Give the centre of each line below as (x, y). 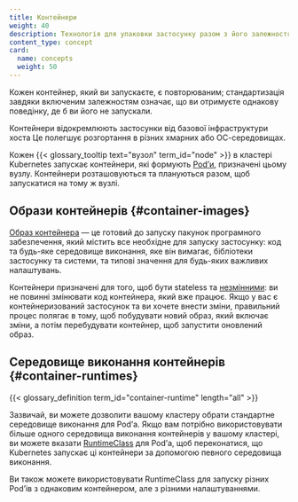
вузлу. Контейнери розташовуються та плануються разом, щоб (130, 173)
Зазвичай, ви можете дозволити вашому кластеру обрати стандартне (142, 414)
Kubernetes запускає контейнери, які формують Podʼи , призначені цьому (148, 164)
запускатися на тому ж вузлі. (64, 183)
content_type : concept (51, 42)
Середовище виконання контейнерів (118, 362)
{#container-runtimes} (74, 376)
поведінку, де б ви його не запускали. (81, 111)
